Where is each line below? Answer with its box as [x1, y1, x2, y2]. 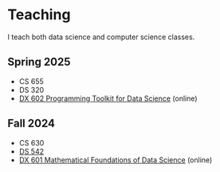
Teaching [7, 6, 71, 24]
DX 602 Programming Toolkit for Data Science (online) [18, 94, 198, 103]
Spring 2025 [7, 55, 71, 69]
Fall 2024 [7, 117, 56, 130]
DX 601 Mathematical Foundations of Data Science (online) [18, 154, 213, 165]
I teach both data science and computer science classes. [7, 32, 195, 42]
